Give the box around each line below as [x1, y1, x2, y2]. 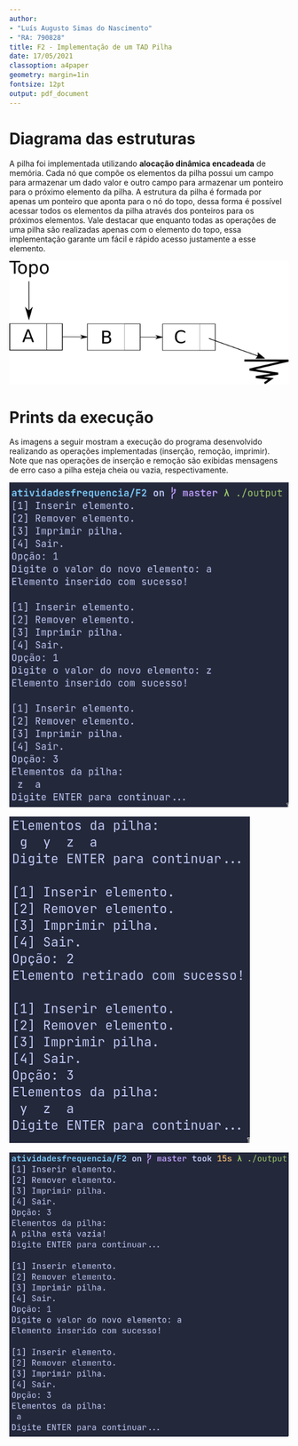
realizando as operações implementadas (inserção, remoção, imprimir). [9, 446, 271, 457]
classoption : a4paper [9, 61, 90, 70]
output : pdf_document [9, 89, 90, 98]
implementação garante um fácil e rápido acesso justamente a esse [9, 234, 256, 244]
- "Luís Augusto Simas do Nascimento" [9, 23, 153, 33]
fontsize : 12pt [9, 80, 66, 89]
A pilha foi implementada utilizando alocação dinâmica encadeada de [9, 158, 266, 169]
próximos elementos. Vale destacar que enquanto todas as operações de [9, 214, 277, 226]
